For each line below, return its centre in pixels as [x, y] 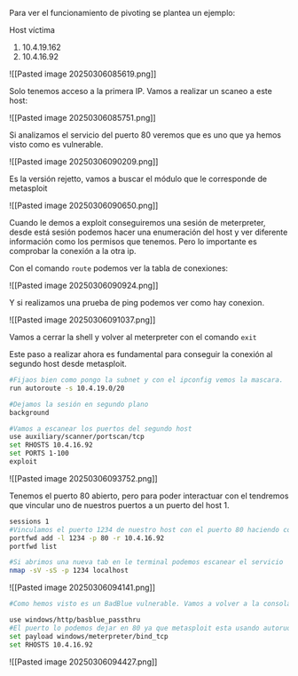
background [29, 412]
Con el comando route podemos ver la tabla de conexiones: [119, 268]
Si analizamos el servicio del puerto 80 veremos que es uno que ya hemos [145, 135]
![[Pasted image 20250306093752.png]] [83, 478]
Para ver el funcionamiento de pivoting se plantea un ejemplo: [122, 13]
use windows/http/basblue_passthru [75, 620]
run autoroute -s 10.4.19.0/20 [67, 388]
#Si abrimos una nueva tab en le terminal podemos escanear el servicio [146, 562]
